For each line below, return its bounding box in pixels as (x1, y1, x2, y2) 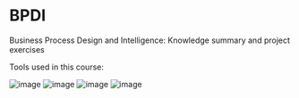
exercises (9, 44, 45, 54)
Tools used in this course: (9, 61, 105, 72)
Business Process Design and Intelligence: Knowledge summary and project (9, 35, 291, 45)
